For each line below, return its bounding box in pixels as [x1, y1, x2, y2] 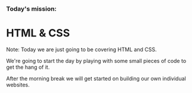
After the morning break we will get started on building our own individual [6, 75, 186, 82]
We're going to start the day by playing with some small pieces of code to [6, 57, 187, 64]
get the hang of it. [6, 64, 50, 71]
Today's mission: [6, 5, 57, 13]
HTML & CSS [6, 26, 70, 40]
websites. [6, 81, 30, 88]
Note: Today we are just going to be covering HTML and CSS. [6, 46, 157, 53]
